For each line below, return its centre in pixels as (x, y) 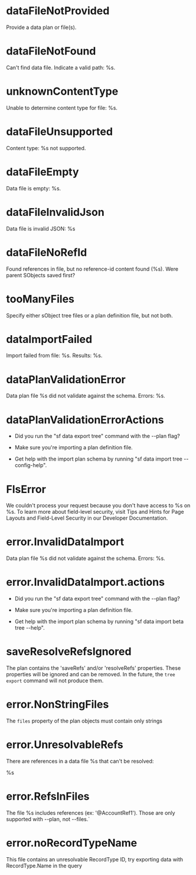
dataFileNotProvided (58, 11)
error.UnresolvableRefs (65, 745)
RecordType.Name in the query (44, 866)
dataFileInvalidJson (55, 212)
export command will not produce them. (55, 680)
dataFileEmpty (43, 172)
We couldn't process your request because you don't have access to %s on (98, 505)
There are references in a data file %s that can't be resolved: (80, 761)
